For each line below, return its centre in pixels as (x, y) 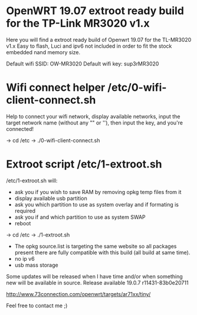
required (25, 211)
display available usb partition (51, 198)
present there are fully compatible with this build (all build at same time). (102, 252)
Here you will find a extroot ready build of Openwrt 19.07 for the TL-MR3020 (99, 40)
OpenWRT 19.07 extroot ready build (95, 11)
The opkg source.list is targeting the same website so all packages (96, 246)
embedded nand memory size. (43, 52)
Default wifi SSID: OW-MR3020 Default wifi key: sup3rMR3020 (83, 64)
